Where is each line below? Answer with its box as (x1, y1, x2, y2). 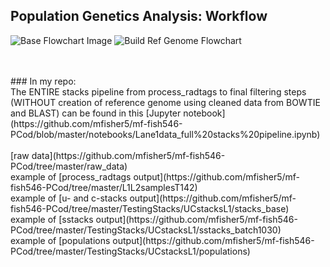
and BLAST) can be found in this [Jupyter (10, 107, 182, 119)
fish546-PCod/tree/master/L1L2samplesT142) (10, 181, 198, 193)
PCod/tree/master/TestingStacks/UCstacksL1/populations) (10, 245, 251, 257)
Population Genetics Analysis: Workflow (10, 8, 268, 25)
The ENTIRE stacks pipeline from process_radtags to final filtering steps (10, 85, 307, 98)
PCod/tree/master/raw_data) (10, 160, 128, 172)
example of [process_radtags (10, 170, 132, 183)
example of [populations (10, 234, 111, 246)
